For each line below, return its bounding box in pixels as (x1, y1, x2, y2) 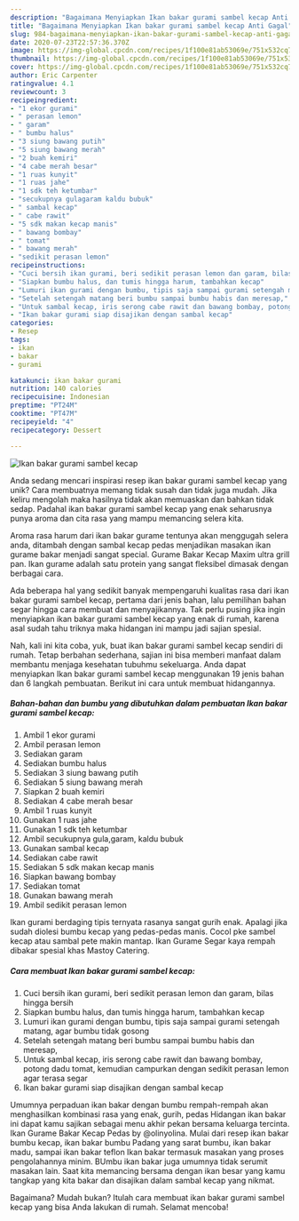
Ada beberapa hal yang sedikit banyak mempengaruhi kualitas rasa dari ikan (10, 585, 289, 595)
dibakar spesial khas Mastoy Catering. (10, 946, 150, 956)
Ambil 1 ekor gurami (22, 730, 96, 740)
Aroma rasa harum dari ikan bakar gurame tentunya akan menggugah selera (10, 530, 289, 540)
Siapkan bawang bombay (22, 872, 116, 882)
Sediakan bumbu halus (22, 758, 107, 769)
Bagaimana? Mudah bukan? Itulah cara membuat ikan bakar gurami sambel (10, 1193, 285, 1203)
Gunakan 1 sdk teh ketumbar (22, 824, 128, 835)
